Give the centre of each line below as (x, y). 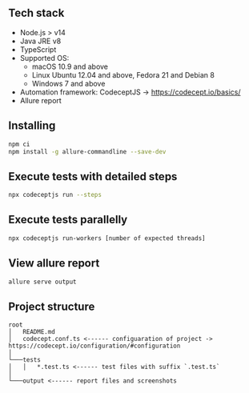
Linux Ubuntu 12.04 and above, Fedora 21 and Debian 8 (123, 74)
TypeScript (38, 49)
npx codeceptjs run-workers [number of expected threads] (107, 238)
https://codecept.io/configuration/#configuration (94, 346)
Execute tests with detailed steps (93, 176)
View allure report (54, 263)
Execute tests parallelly (68, 220)
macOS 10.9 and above (70, 66)
